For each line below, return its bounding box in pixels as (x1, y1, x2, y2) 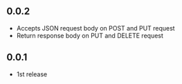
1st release (16, 69, 48, 78)
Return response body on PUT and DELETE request (16, 31, 164, 40)
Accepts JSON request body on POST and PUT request (16, 24, 175, 32)
